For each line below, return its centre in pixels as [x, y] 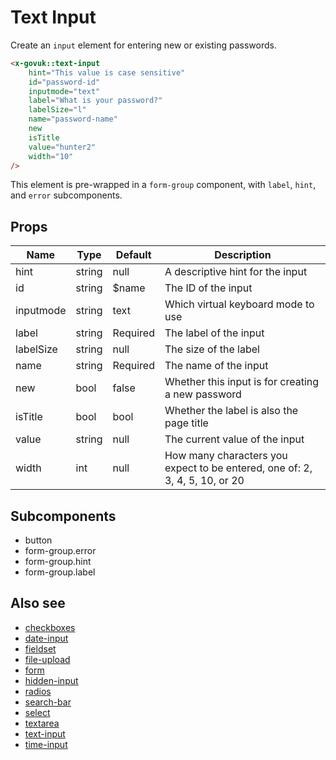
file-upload [47, 659]
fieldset [40, 648]
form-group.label [60, 572]
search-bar [48, 702]
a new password [203, 394]
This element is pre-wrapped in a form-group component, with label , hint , [163, 185]
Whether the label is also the [231, 411]
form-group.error [60, 551]
